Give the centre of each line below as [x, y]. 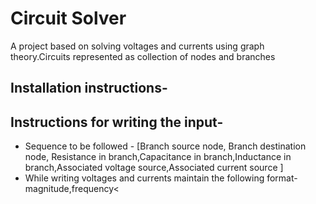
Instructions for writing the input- [117, 122]
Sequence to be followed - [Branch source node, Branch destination [165, 146]
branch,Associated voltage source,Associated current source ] [154, 168]
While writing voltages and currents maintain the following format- [161, 178]
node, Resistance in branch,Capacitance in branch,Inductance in [158, 157]
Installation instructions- [89, 88]
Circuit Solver [68, 18]
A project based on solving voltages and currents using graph [137, 46]
